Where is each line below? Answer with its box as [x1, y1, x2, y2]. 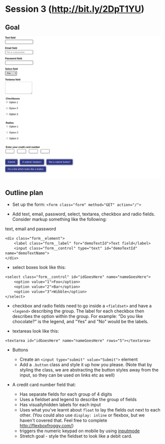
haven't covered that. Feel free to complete [19, 417, 107, 423]
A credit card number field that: [12, 381, 76, 387]
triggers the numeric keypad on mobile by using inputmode [19, 428, 140, 434]
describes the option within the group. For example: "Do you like [12, 313, 143, 319]
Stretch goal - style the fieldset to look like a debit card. [19, 433, 132, 439]
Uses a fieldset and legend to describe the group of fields [19, 396, 137, 402]
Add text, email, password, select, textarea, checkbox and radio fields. [12, 211, 155, 217]
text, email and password [5, 226, 56, 232]
